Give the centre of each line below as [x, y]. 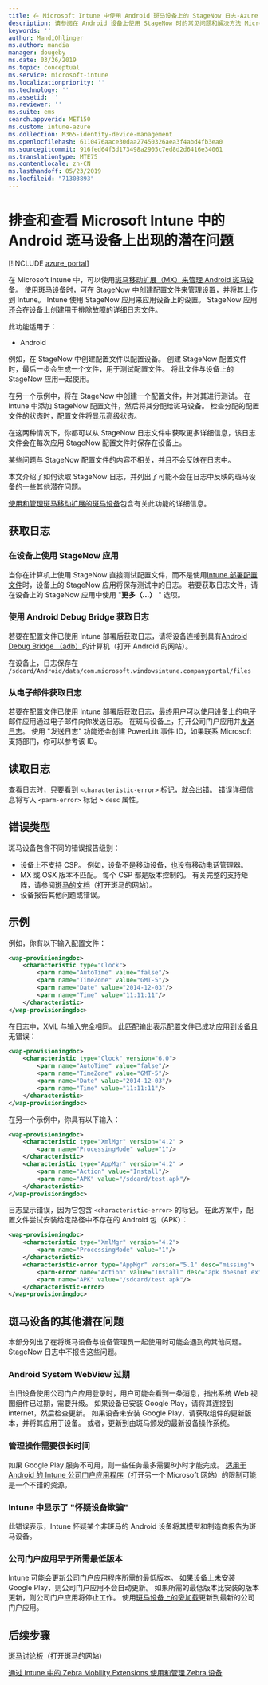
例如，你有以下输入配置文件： [57, 943]
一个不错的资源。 [43, 1485]
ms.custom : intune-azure [49, 127]
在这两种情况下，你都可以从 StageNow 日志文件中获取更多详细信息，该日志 [132, 432]
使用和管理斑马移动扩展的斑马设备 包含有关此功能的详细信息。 [110, 503]
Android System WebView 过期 [69, 1375]
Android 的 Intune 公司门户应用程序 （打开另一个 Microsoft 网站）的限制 [126, 1474]
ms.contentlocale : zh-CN [49, 164]
